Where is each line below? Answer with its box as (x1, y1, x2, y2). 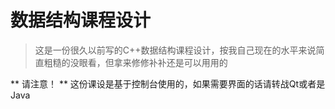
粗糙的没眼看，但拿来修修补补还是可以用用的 (43, 56, 228, 68)
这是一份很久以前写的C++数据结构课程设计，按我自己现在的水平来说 (34, 44, 317, 56)
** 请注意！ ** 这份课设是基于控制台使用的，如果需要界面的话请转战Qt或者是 (10, 77, 326, 90)
